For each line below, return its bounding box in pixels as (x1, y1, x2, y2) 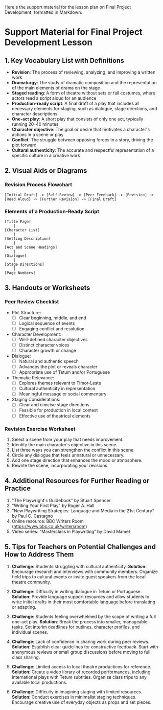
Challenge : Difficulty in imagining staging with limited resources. (11, 688, 142, 694)
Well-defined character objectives (19, 336, 88, 342)
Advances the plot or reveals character (19, 364, 98, 370)
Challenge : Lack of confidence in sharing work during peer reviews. (11, 639, 150, 644)
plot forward (11, 142, 37, 148)
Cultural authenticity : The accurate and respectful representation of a (11, 147, 154, 153)
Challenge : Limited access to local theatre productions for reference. (11, 664, 152, 669)
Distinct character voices (19, 342, 70, 348)
